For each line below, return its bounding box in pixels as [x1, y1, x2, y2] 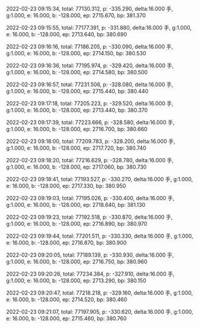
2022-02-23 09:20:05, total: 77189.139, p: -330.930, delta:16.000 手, [6, 251, 174, 258]
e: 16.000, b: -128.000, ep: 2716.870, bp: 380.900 [6, 239, 127, 246]
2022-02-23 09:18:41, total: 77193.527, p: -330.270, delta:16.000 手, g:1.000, [6, 176, 193, 182]
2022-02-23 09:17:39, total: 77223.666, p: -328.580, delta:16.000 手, [6, 119, 175, 126]
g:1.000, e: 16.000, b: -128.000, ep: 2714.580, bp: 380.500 [6, 69, 148, 75]
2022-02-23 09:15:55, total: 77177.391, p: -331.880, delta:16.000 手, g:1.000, [6, 24, 192, 31]
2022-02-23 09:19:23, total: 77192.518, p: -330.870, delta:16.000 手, [6, 213, 173, 220]
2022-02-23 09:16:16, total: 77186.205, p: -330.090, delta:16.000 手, [6, 43, 173, 50]
